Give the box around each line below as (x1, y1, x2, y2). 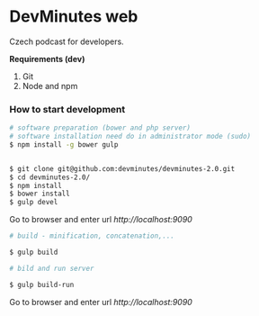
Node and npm (22, 80, 78, 91)
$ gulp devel (9, 198, 58, 207)
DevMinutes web (9, 6, 138, 27)
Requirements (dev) (9, 53, 85, 64)
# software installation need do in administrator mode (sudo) (9, 132, 252, 141)
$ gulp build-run (9, 280, 75, 289)
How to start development (9, 103, 126, 115)
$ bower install (9, 189, 70, 199)
